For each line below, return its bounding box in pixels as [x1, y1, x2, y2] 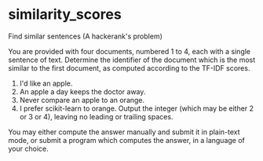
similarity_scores [8, 5, 122, 24]
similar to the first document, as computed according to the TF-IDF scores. [8, 63, 250, 72]
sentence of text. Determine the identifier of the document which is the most [8, 55, 256, 64]
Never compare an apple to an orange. [19, 95, 145, 104]
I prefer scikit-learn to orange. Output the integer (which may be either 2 [19, 104, 254, 113]
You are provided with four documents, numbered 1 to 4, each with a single [8, 46, 251, 56]
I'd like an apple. [19, 79, 73, 88]
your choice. [8, 144, 49, 153]
